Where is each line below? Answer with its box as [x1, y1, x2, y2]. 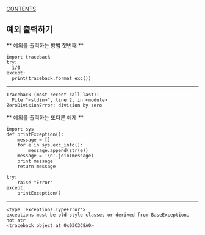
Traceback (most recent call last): [6, 92, 99, 98]
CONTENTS [6, 5, 37, 12]
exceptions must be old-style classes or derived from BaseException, [6, 212, 190, 218]
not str [6, 217, 26, 223]
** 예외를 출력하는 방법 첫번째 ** [6, 42, 84, 49]
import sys [6, 126, 34, 132]
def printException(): [6, 131, 64, 137]
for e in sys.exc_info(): [17, 142, 84, 148]
